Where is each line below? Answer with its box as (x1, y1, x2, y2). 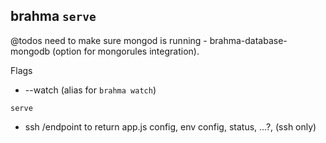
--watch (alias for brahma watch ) (24, 84, 157, 96)
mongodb (10, 45, 51, 57)
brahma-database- (209, 34, 288, 46)
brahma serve (10, 8, 97, 25)
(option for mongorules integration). (51, 45, 200, 57)
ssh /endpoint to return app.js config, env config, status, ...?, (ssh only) (24, 120, 317, 133)
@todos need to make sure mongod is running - (10, 34, 208, 46)
